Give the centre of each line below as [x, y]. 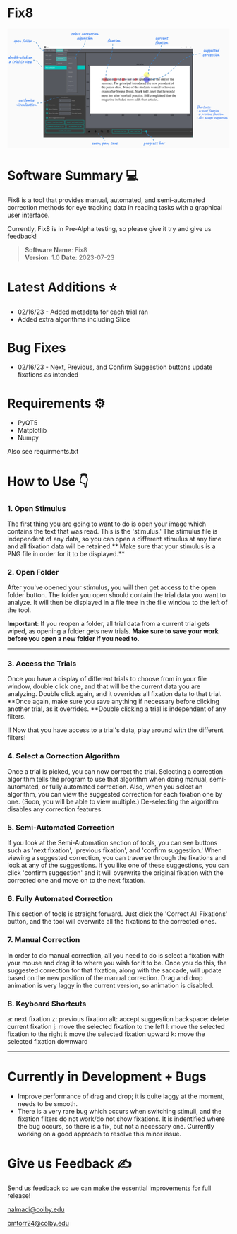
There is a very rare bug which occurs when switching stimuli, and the [120, 1111]
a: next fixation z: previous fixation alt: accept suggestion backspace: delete [118, 1018]
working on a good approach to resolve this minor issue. [99, 1134]
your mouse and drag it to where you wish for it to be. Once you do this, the [117, 963]
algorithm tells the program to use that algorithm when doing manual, [108, 779]
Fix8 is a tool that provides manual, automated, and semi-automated [106, 200]
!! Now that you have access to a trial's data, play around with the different [115, 730]
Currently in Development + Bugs [107, 1077]
